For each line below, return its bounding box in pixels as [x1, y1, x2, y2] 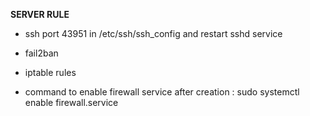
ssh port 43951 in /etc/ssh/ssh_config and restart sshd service [24, 28, 283, 39]
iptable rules [24, 67, 77, 78]
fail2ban [24, 47, 59, 59]
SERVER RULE [10, 9, 70, 20]
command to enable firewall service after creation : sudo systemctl [24, 86, 300, 98]
